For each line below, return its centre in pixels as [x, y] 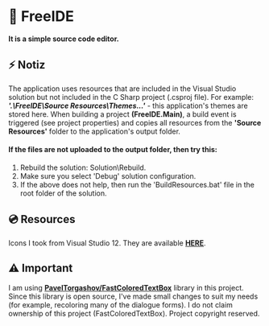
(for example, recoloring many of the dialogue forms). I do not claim [121, 304]
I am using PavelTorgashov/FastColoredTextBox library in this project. [126, 287]
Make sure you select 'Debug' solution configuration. [108, 175]
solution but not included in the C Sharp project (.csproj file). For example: [131, 97]
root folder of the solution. [63, 193]
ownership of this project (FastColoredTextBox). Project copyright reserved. [134, 313]
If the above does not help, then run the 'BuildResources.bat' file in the [137, 184]
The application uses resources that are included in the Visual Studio [122, 89]
